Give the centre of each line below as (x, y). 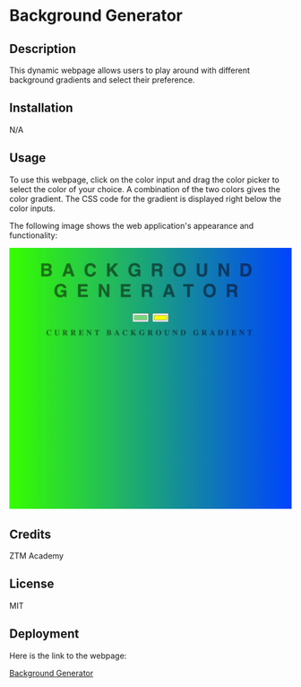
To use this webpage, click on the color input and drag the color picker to (144, 180)
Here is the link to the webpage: (68, 656)
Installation (41, 108)
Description (43, 49)
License (32, 584)
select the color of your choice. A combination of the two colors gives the (145, 189)
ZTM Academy (37, 556)
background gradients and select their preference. (102, 80)
